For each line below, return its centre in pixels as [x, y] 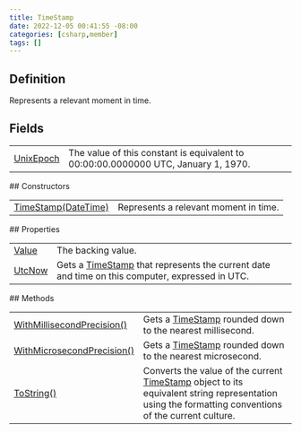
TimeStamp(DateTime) [61, 207]
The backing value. [97, 250]
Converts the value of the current [213, 370]
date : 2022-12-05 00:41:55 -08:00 [74, 26]
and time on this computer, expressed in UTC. [153, 276]
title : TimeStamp [42, 17]
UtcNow [31, 270]
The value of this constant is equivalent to [156, 152]
